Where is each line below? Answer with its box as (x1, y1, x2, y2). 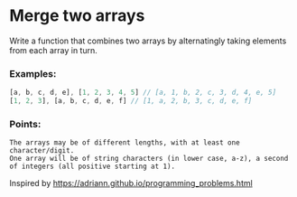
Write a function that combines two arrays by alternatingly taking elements (9, 35, 287, 46)
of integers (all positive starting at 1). (9, 162, 176, 172)
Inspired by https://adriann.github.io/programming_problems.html (9, 178, 253, 189)
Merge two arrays (9, 5, 145, 26)
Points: (9, 117, 42, 130)
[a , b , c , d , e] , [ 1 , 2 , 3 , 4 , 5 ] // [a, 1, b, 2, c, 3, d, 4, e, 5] (9, 88, 277, 98)
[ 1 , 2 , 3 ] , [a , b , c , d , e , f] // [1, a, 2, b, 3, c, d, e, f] (9, 97, 253, 106)
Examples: (9, 67, 57, 80)
